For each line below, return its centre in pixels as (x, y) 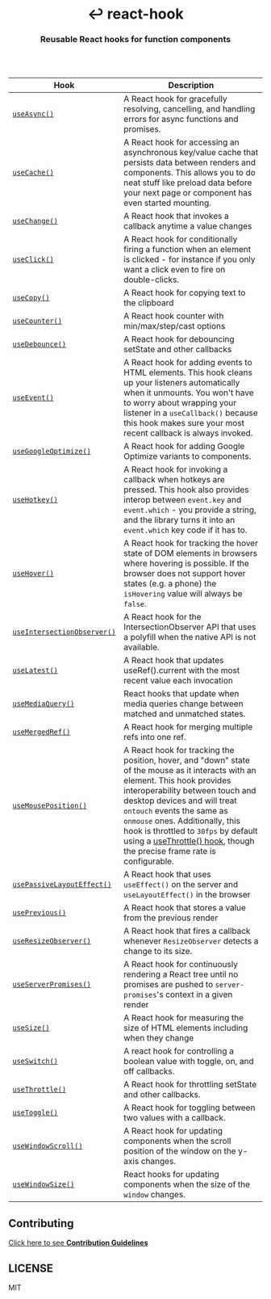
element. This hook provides (177, 780)
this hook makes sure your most (184, 423)
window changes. (154, 1195)
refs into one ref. (155, 738)
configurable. (149, 861)
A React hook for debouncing (179, 339)
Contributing (41, 1223)
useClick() (33, 260)
